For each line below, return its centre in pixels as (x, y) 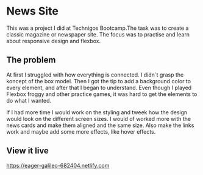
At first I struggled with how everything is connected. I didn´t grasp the (95, 75)
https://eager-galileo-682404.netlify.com (58, 165)
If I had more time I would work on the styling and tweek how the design (97, 112)
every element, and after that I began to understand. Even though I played (99, 87)
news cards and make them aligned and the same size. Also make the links (100, 125)
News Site (33, 11)
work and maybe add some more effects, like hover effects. (81, 131)
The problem (31, 60)
